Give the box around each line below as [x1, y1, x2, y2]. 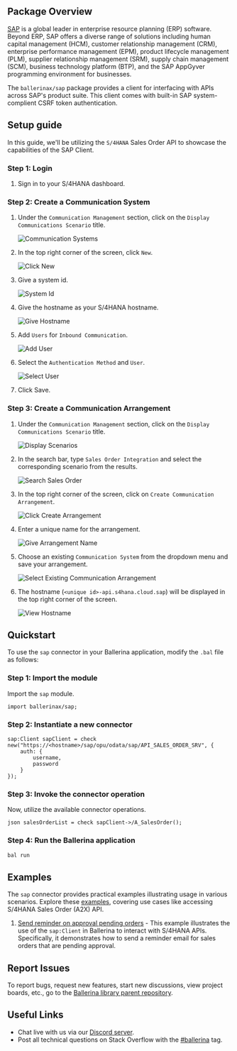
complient [7, 99, 37, 107]
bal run [7, 852, 31, 859]
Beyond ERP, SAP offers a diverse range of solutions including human [7, 32, 211, 40]
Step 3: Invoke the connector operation [7, 789, 145, 799]
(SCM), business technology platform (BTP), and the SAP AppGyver [7, 62, 206, 70]
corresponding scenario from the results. [17, 462, 138, 471]
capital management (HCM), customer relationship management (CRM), [7, 39, 218, 48]
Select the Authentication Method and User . [17, 358, 145, 367]
